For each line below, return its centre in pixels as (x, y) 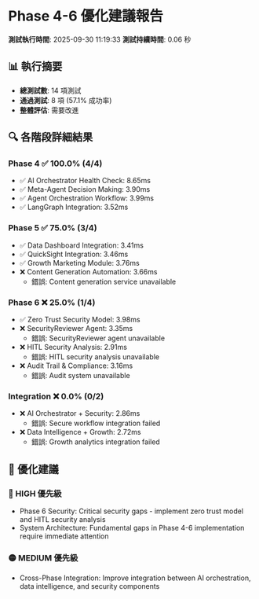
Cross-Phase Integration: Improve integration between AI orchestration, (135, 578)
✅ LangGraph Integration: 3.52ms (74, 207)
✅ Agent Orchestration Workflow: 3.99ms (87, 198)
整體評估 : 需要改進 (49, 110)
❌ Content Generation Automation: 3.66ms (88, 271)
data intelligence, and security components (89, 586)
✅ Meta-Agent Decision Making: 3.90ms (85, 189)
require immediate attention (64, 536)
